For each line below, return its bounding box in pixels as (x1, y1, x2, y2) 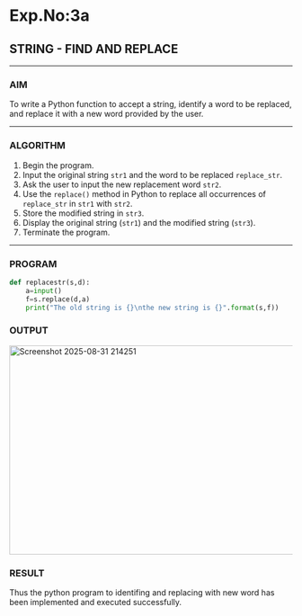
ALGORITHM (9, 139, 66, 152)
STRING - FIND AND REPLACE (9, 41, 179, 57)
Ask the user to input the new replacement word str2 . (22, 179, 222, 190)
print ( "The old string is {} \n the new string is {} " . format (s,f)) (25, 303, 280, 312)
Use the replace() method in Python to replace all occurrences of (22, 188, 267, 199)
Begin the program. (22, 159, 94, 171)
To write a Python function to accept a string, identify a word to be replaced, (9, 99, 292, 110)
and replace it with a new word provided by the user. (9, 109, 204, 120)
